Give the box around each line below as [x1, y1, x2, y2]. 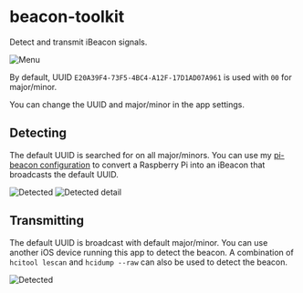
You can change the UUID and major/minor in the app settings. [9, 98, 245, 110]
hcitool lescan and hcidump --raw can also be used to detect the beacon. [9, 257, 288, 268]
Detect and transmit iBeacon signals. [9, 36, 148, 47]
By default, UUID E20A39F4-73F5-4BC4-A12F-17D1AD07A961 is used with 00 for [9, 71, 292, 83]
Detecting [9, 126, 67, 141]
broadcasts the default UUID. [9, 168, 119, 179]
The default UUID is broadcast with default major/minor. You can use [9, 237, 268, 248]
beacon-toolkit [9, 6, 125, 27]
